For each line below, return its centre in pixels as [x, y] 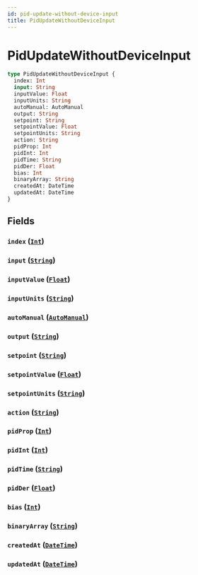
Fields [21, 221]
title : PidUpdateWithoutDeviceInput [61, 21]
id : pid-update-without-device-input [63, 14]
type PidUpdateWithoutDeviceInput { [61, 74]
